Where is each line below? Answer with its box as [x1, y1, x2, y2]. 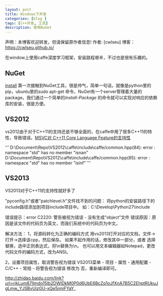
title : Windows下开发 [5, 12, 47, 17]
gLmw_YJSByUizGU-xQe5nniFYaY [5, 285, 74, 291]
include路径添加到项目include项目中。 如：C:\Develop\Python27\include [5, 204, 150, 209]
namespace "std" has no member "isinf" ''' [5, 160, 91, 166]
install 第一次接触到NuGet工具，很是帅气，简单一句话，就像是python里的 [5, 82, 152, 88]
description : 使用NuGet [5, 25, 52, 30]
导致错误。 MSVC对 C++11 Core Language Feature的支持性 [13, 135, 131, 140]
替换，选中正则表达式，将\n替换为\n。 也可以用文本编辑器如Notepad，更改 [5, 243, 156, 248]
